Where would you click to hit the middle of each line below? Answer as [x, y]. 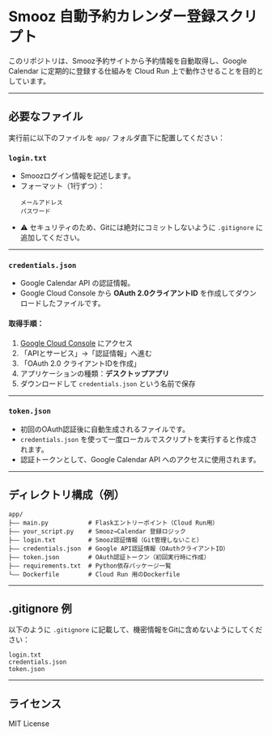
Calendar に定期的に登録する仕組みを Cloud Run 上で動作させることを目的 [132, 70]
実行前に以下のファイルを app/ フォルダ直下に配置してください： [117, 138]
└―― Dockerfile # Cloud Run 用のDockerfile [94, 574]
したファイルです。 [73, 304]
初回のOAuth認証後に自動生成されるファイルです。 [105, 429]
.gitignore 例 [40, 609]
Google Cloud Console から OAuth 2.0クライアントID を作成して [128, 293]
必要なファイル [46, 117]
